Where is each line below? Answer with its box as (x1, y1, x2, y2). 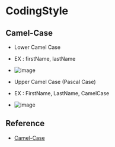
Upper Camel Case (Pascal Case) (14, 79, 96, 85)
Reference (5, 118, 45, 129)
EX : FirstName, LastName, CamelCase (14, 90, 110, 96)
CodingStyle (5, 4, 69, 18)
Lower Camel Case (14, 43, 60, 51)
